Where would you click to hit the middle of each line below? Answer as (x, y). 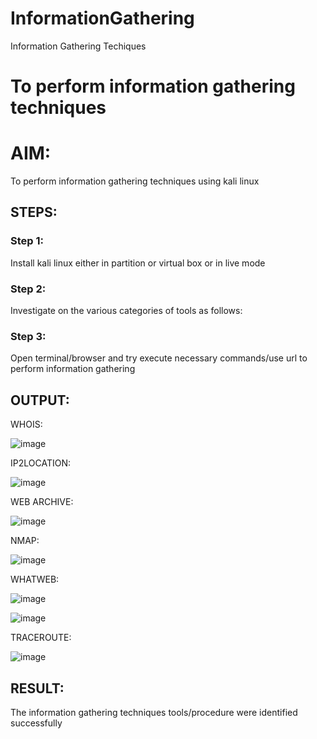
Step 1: (27, 241)
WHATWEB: (35, 579)
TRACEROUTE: (41, 638)
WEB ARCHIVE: (42, 502)
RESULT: (37, 688)
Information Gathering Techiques (78, 46)
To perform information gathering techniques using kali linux (135, 181)
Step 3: (28, 336)
